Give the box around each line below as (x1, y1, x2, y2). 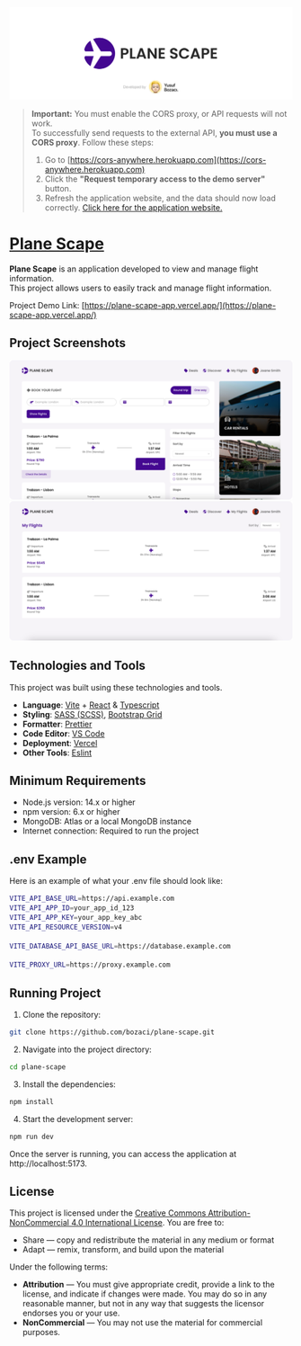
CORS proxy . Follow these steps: (31, 137, 155, 147)
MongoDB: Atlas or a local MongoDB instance (22, 816, 191, 827)
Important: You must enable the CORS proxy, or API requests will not (31, 108, 288, 119)
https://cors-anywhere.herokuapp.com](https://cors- (70, 154, 267, 165)
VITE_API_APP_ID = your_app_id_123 (9, 904, 135, 913)
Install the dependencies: (22, 1078, 117, 1090)
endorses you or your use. (22, 1307, 120, 1319)
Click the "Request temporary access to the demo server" (44, 174, 266, 184)
